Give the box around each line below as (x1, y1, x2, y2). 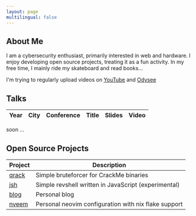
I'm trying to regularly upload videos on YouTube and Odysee (6, 76, 156, 83)
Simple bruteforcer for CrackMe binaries (35, 171, 148, 179)
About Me (6, 36, 43, 46)
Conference (46, 111, 81, 120)
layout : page (6, 8, 39, 15)
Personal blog (35, 190, 74, 198)
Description (92, 161, 127, 169)
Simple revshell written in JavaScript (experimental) (35, 180, 180, 189)
